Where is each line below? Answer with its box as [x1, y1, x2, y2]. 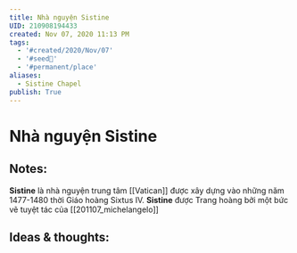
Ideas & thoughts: [9, 229, 110, 245]
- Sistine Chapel [17, 79, 82, 88]
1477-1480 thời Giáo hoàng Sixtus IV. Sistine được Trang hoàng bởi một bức [9, 194, 289, 205]
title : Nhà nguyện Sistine [9, 12, 110, 22]
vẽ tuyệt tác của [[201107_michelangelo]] [9, 204, 159, 215]
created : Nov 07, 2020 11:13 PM [9, 29, 129, 38]
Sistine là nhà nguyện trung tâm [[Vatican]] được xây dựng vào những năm [9, 184, 285, 196]
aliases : [9, 71, 42, 80]
